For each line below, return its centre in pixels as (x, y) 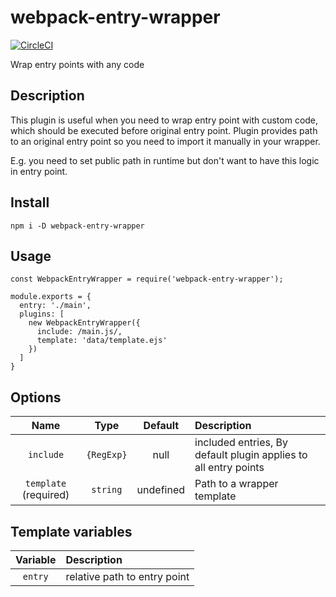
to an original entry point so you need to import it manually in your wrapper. (165, 141)
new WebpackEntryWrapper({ (84, 323)
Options (36, 397)
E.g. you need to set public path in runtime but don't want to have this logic (165, 160)
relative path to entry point (127, 576)
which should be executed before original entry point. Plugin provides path (164, 130)
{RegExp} (107, 455)
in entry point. (39, 171)
